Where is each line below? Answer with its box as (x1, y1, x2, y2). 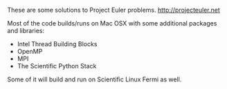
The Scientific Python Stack (17, 62, 97, 70)
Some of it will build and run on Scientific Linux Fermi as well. (7, 75, 182, 83)
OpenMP (17, 48, 43, 55)
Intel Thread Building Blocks (17, 40, 98, 48)
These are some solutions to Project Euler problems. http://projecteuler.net (7, 6, 220, 14)
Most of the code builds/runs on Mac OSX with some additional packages (7, 19, 217, 27)
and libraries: (7, 27, 45, 34)
